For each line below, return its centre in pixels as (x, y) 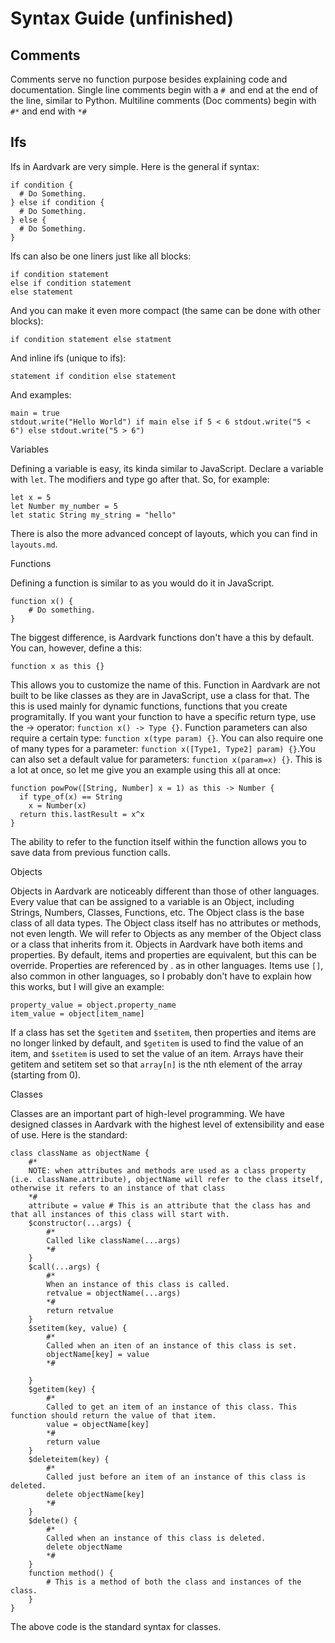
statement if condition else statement (93, 376)
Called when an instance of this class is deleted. (156, 1538)
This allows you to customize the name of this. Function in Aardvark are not (165, 684)
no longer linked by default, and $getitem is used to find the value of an (157, 1043)
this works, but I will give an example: (87, 986)
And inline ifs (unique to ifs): (68, 358)
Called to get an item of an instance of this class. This (172, 1407)
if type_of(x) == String (71, 797)
